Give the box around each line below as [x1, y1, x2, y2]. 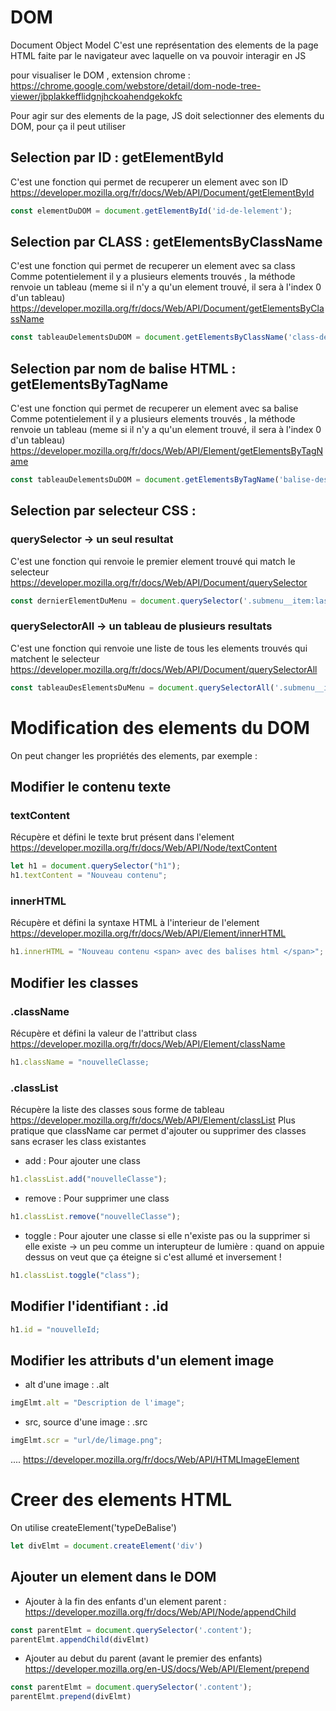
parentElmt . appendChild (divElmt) [10, 1634, 150, 1645]
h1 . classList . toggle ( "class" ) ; [10, 1270, 141, 1280]
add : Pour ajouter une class [24, 1155, 141, 1167]
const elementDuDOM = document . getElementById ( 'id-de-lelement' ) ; [10, 206, 293, 216]
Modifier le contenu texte [10, 779, 172, 796]
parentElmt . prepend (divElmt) [10, 1692, 132, 1702]
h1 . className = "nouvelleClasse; [10, 1057, 150, 1067]
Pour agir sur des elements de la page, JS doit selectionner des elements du [10, 109, 325, 121]
